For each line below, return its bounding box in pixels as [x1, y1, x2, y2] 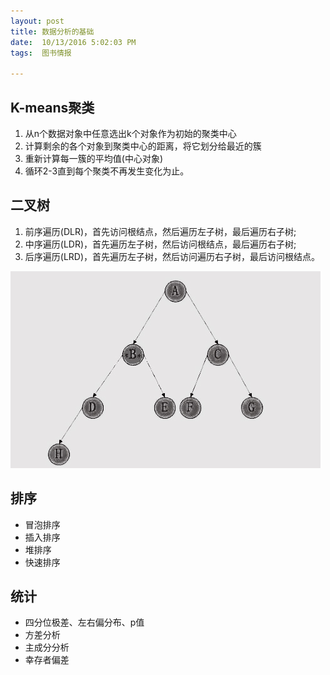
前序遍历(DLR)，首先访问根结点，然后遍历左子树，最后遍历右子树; [24, 225, 297, 237]
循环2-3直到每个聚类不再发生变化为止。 [24, 165, 190, 177]
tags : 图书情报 [10, 48, 72, 58]
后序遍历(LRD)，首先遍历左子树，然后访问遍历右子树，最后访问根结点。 [24, 250, 321, 262]
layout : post [10, 16, 65, 26]
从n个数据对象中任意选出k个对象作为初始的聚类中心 [24, 127, 237, 139]
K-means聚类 [10, 99, 95, 116]
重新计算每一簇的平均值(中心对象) [24, 152, 164, 164]
